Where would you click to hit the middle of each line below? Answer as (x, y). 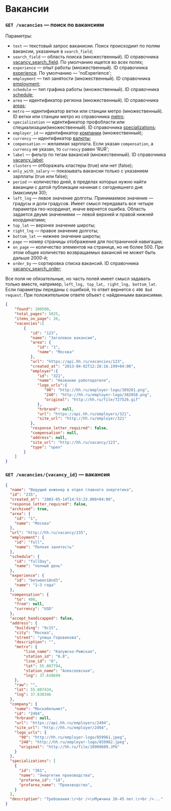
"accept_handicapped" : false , (42, 619)
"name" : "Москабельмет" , (41, 709)
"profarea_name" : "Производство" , (56, 785)
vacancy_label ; (28, 160)
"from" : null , (29, 604)
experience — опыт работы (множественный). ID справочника (80, 68)
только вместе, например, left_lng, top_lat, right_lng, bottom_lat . (81, 284)
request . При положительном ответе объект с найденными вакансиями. (84, 295)
